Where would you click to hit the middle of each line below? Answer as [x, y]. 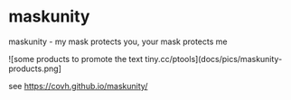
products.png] [35, 68]
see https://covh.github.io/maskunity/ [78, 86]
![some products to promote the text [76, 59]
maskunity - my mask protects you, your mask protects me [118, 41]
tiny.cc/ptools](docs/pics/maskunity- [214, 59]
